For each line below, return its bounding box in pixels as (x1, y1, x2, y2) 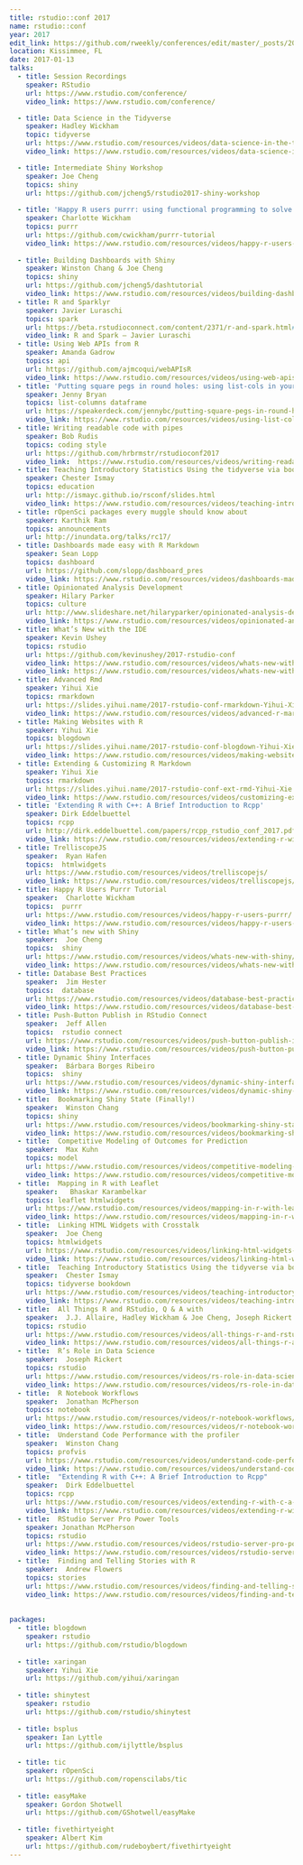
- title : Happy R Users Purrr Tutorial (17, 886, 168, 895)
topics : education (25, 482, 95, 492)
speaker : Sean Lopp (25, 550, 99, 559)
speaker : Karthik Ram (25, 515, 106, 524)
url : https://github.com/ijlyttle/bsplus (25, 1741, 183, 1750)
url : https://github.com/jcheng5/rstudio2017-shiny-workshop (25, 189, 260, 198)
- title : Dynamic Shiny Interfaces (17, 1053, 151, 1062)
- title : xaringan (17, 1657, 87, 1666)
